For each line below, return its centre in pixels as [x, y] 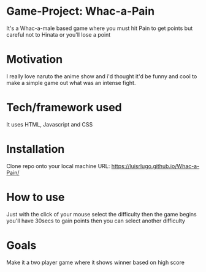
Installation [36, 149]
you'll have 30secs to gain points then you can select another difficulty [96, 221]
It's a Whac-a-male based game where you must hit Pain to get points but [100, 28]
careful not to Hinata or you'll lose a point [59, 34]
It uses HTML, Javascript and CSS [50, 124]
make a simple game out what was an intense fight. [71, 83]
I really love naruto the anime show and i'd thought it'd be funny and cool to [102, 76]
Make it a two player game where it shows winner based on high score [96, 262]
